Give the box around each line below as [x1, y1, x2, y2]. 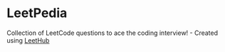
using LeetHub [6, 36, 50, 44]
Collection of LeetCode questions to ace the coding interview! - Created [6, 28, 219, 37]
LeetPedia [6, 5, 68, 21]
